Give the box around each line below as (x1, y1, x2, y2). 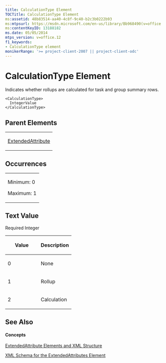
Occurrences (5, 160, 47, 168)
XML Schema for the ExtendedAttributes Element (5, 353, 106, 359)
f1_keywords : (5, 40, 32, 45)
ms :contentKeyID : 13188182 (5, 26, 61, 31)
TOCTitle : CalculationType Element (5, 12, 79, 17)
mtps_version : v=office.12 (5, 35, 61, 40)
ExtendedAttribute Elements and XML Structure (5, 343, 102, 349)
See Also (5, 318, 33, 326)
